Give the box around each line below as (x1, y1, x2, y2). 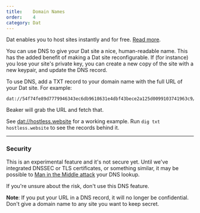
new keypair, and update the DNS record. (6, 67, 108, 74)
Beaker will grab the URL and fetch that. (6, 106, 104, 114)
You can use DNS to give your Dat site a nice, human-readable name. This (6, 48, 188, 55)
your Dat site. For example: (6, 84, 73, 92)
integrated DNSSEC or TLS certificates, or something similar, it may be (6, 164, 179, 171)
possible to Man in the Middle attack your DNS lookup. (6, 171, 140, 178)
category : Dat (6, 20, 42, 26)
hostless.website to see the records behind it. (6, 124, 120, 131)
